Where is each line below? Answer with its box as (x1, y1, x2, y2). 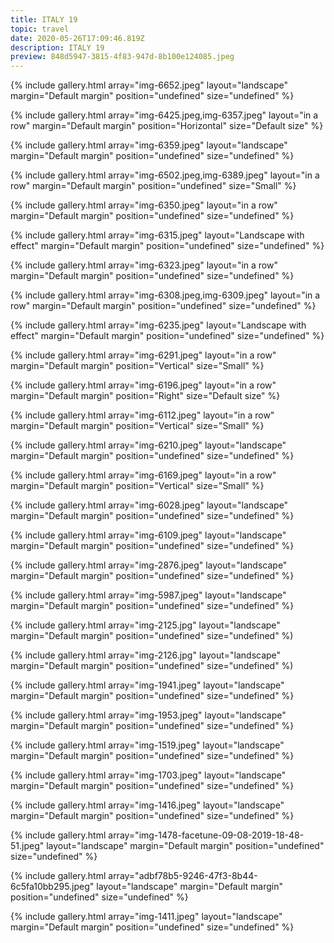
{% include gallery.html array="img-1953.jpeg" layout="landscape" (10, 709, 287, 721)
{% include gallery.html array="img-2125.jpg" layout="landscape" (10, 619, 281, 631)
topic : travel (10, 24, 70, 34)
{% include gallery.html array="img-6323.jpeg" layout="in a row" (10, 259, 278, 271)
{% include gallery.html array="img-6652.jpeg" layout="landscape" (10, 79, 288, 91)
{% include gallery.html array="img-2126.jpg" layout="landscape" (10, 649, 282, 661)
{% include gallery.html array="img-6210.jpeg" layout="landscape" (10, 439, 287, 451)
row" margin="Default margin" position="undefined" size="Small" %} (10, 180, 297, 192)
